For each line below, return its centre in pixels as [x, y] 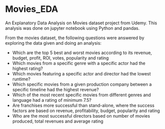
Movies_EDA [32, 9]
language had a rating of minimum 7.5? [52, 100]
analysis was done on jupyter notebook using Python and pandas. [72, 28]
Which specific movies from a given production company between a [82, 84]
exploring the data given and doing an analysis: [53, 43]
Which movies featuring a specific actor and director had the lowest [82, 73]
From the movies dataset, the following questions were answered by [75, 38]
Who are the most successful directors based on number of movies [81, 116]
